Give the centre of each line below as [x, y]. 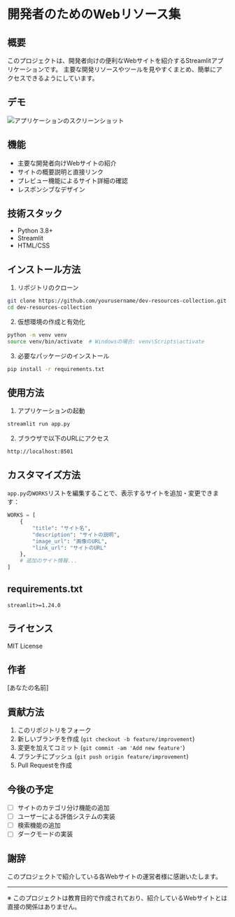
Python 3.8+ [35, 231]
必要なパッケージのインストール [63, 355]
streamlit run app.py [39, 424]
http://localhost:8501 [40, 452]
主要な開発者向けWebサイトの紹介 [67, 163]
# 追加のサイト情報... [49, 561]
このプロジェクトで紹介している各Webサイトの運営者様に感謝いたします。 [114, 876]
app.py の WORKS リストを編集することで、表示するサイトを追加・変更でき [110, 493]
